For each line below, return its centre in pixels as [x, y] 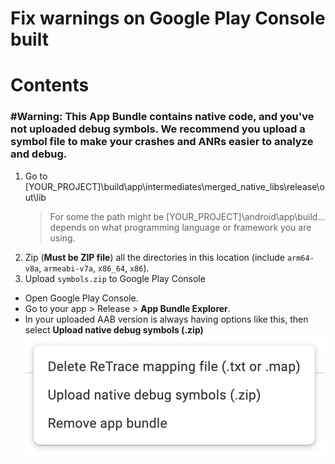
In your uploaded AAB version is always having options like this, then [166, 319]
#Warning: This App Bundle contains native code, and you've [162, 117]
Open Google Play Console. [81, 298]
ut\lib [35, 197]
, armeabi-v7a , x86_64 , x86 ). [94, 268]
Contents [50, 85]
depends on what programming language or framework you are [180, 227]
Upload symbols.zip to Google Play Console [115, 278]
